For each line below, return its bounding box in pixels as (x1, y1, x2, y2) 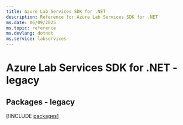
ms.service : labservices (6, 36, 67, 42)
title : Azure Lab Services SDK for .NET (6, 8, 106, 15)
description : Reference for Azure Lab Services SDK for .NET (6, 14, 158, 20)
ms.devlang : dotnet (6, 31, 54, 36)
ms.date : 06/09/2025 (6, 19, 57, 25)
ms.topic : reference (6, 25, 57, 31)
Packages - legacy (6, 97, 75, 107)
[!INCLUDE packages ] (6, 113, 59, 119)
